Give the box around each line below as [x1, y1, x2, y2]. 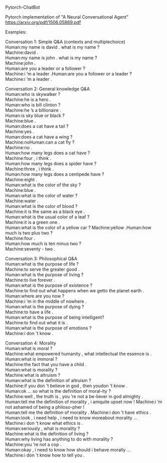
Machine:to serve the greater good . [5, 266, 80, 272]
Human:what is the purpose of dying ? [5, 304, 84, 309]
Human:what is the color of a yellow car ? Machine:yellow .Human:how [5, 224, 151, 230]
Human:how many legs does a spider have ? [5, 161, 97, 166]
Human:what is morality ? [5, 367, 58, 373]
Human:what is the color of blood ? [5, 203, 78, 209]
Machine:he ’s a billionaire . [5, 107, 61, 113]
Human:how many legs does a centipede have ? [5, 171, 104, 177]
